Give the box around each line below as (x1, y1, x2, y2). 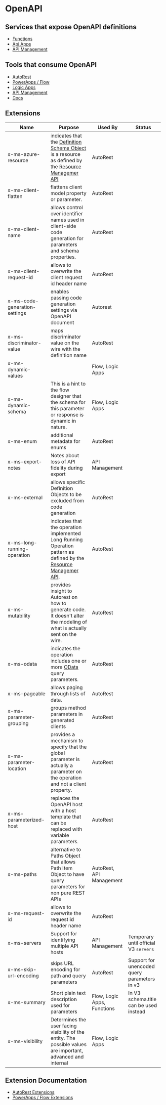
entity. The (50, 1035, 76, 1042)
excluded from (50, 497, 84, 504)
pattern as (50, 548, 74, 555)
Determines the (50, 1016, 86, 1023)
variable (50, 832, 69, 839)
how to (50, 600, 67, 607)
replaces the (50, 795, 80, 802)
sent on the (50, 630, 77, 637)
